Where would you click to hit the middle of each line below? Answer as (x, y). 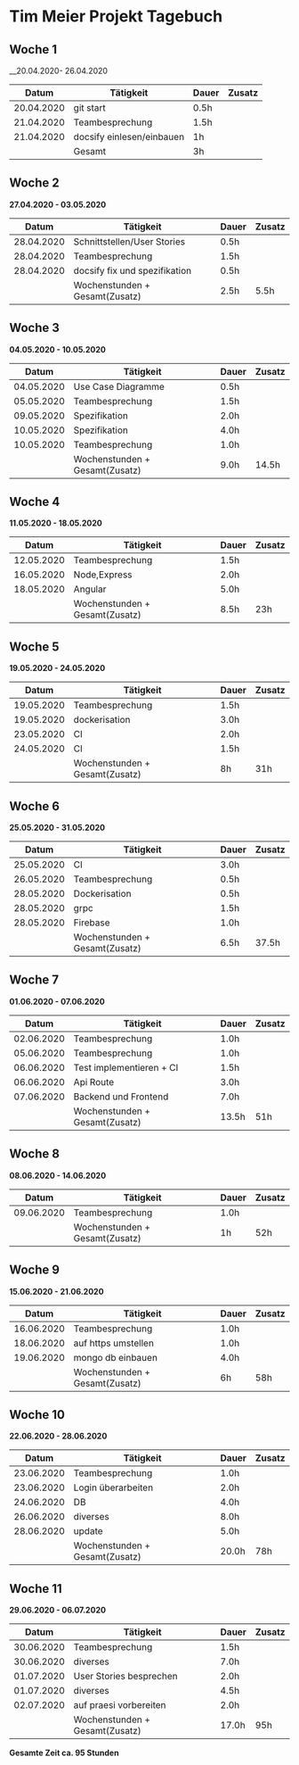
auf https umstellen (113, 1343)
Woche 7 (34, 980)
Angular (90, 589)
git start (90, 108)
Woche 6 (35, 806)
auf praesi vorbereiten (120, 1705)
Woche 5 (34, 646)
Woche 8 (35, 1154)
